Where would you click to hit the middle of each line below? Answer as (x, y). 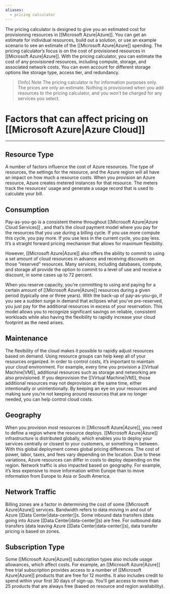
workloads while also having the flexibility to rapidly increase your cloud (80, 317)
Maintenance (27, 338)
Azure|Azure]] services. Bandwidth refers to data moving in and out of (78, 509)
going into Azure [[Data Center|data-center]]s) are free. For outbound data (83, 520)
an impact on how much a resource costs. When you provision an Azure (80, 178)
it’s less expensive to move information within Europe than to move (75, 471)
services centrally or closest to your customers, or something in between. (82, 443)
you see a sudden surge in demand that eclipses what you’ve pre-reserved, (84, 301)
